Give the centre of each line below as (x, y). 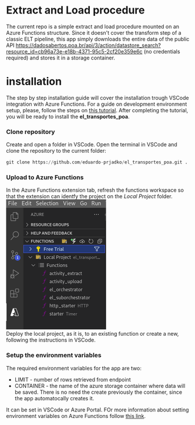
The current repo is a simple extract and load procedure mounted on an (93, 26)
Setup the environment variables (54, 355)
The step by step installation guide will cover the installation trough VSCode (97, 98)
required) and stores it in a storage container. (61, 58)
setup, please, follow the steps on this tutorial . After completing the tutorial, (97, 110)
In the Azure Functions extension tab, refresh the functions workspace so (95, 190)
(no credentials (162, 51)
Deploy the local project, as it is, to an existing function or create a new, (93, 334)
